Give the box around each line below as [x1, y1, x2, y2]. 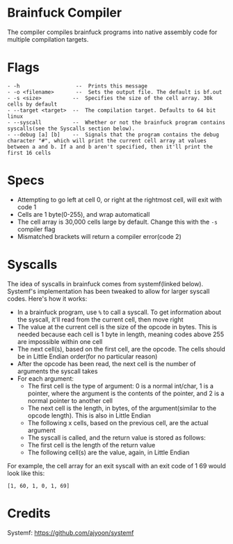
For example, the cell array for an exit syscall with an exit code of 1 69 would [7, 461, 226, 470]
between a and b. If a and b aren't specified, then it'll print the [7, 143, 214, 150]
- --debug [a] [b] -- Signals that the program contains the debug [7, 131, 219, 138]
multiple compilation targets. [7, 35, 89, 43]
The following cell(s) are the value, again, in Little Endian [27, 448, 190, 456]
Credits [7, 505, 51, 521]
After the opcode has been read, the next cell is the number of [17, 359, 196, 368]
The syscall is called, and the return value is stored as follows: [27, 433, 207, 442]
